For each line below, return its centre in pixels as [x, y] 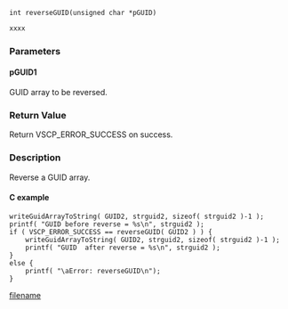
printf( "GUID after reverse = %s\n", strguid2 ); [123, 248]
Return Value [38, 115]
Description [35, 158]
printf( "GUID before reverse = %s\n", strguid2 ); [107, 224]
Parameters [35, 51]
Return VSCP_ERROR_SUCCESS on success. [91, 134]
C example [29, 198]
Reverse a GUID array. [50, 177]
